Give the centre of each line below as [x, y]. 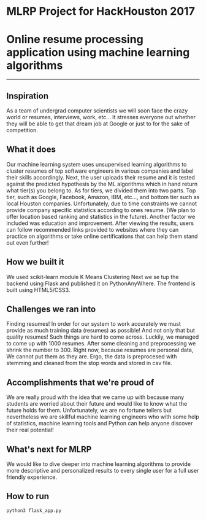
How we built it [35, 262]
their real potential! [30, 430]
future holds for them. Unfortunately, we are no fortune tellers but [89, 411]
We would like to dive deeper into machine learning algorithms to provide [99, 464]
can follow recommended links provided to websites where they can [93, 229]
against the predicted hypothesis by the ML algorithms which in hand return [102, 184]
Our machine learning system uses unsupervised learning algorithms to [97, 164]
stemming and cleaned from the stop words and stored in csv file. [90, 363]
